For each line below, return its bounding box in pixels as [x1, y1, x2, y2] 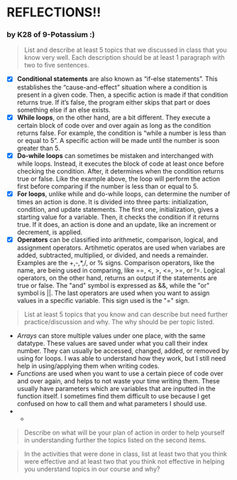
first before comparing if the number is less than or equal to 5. [16, 182, 199, 191]
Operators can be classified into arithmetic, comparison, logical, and [16, 235, 219, 244]
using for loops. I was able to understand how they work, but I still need [16, 353, 226, 363]
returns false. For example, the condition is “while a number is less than [16, 129, 226, 137]
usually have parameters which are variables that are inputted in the [16, 384, 216, 393]
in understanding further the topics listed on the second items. [23, 435, 207, 444]
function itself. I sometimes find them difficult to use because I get [16, 392, 211, 400]
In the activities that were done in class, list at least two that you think [23, 449, 228, 458]
